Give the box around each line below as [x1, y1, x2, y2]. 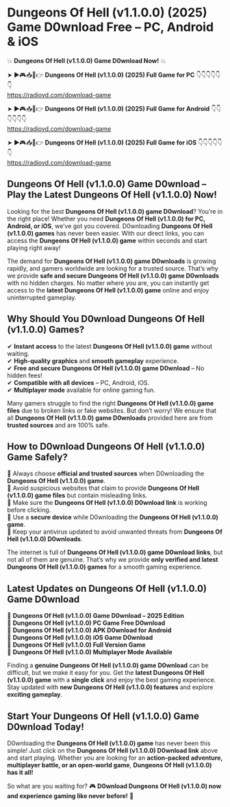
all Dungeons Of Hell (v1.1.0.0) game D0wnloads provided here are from [7, 413, 214, 422]
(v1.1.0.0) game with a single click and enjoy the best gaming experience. [7, 676, 216, 684]
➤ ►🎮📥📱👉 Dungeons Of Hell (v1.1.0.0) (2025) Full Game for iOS [7, 138, 197, 147]
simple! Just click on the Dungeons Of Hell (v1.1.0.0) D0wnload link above [7, 747, 218, 754]
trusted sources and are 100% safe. [7, 421, 110, 429]
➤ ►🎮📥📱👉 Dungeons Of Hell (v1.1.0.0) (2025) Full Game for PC [7, 71, 195, 79]
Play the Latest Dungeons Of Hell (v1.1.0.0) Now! [7, 189, 218, 201]
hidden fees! [7, 371, 42, 380]
